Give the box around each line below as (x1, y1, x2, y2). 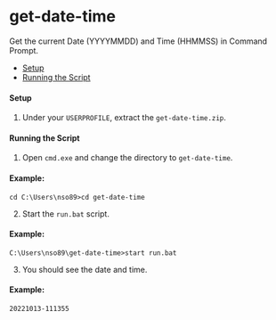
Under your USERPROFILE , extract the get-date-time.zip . (21, 112, 227, 123)
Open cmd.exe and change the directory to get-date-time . (21, 152, 233, 163)
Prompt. (9, 45, 38, 55)
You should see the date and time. (21, 264, 148, 275)
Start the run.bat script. (21, 208, 110, 219)
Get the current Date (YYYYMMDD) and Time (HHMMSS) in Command (9, 36, 268, 46)
